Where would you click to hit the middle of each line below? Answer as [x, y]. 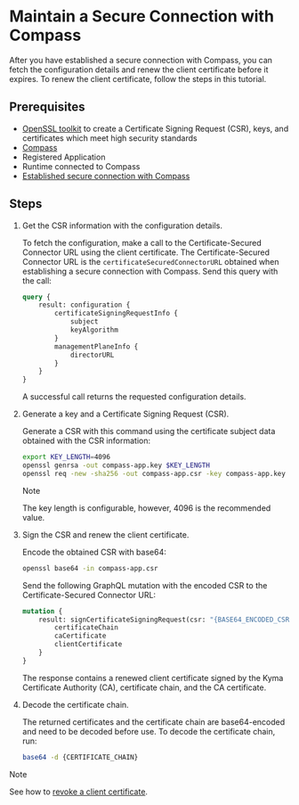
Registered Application [64, 157]
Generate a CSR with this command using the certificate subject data [149, 431]
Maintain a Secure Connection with [141, 16]
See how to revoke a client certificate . [79, 792]
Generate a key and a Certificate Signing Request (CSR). [125, 414]
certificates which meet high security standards [109, 138]
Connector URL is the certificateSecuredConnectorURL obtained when [150, 261]
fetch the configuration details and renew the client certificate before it [139, 70]
